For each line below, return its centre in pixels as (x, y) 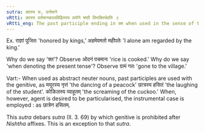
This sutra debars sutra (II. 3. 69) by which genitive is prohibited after (94, 117)
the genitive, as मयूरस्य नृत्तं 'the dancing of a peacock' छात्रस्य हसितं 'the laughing (102, 85)
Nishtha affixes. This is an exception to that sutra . (69, 124)
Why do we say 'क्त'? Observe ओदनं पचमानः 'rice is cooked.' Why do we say (98, 59)
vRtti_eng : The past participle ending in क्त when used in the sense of (100, 23)
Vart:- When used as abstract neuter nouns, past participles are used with (99, 78)
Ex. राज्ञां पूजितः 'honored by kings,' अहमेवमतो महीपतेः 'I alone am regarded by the (99, 41)
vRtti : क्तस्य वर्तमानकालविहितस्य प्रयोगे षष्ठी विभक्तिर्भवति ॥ (63, 18)
